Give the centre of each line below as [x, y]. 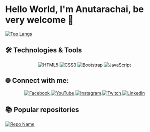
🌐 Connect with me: [37, 81]
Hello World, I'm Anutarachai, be [75, 9]
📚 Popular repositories [42, 110]
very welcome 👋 [40, 20]
